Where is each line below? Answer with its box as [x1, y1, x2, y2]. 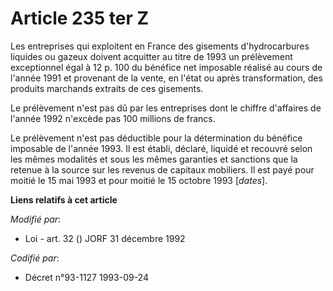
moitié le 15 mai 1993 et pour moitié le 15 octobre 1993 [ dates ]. [10, 174, 268, 186]
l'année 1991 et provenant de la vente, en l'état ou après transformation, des [10, 72, 323, 84]
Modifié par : [10, 213, 62, 225]
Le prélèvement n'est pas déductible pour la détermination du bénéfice [10, 132, 303, 144]
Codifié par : [10, 252, 60, 264]
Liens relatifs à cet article [10, 193, 118, 206]
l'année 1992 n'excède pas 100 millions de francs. [10, 112, 216, 124]
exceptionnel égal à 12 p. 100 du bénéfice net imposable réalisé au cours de [10, 61, 323, 73]
